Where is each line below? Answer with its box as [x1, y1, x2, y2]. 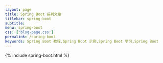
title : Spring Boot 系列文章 [5, 12, 62, 17]
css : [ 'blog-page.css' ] [5, 30, 54, 35]
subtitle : [5, 21, 25, 26]
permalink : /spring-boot [5, 35, 56, 40]
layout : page [5, 7, 32, 12]
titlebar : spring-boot [5, 16, 51, 21]
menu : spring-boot [5, 25, 43, 30]
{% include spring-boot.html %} [5, 52, 70, 58]
